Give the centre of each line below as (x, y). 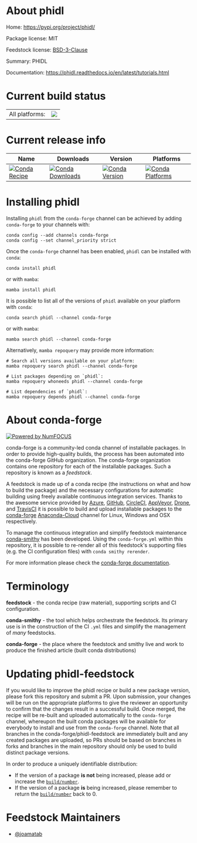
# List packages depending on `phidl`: (55, 376)
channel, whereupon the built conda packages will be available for (86, 721)
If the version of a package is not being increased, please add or (93, 775)
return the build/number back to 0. (56, 794)
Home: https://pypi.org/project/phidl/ (51, 27)
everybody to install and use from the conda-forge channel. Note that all (93, 728)
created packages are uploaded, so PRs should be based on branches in (94, 740)
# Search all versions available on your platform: (70, 361)
